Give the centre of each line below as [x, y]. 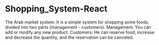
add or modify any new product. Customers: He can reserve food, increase [80, 32]
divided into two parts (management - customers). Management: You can [78, 27]
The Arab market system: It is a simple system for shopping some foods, [77, 22]
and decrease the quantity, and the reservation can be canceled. [69, 37]
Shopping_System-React [56, 9]
